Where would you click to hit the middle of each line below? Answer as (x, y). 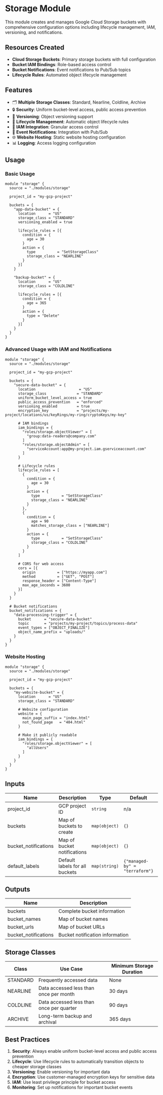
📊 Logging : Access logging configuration (54, 143)
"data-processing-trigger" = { (45, 615)
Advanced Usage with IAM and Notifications (58, 349)
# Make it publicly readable (47, 735)
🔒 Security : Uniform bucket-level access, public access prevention (79, 109)
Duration (132, 972)
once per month (57, 994)
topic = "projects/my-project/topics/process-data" (78, 623)
